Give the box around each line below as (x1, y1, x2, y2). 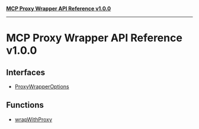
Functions (6, 100, 44, 110)
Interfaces (6, 67, 46, 78)
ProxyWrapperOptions (14, 83, 69, 90)
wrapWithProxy (14, 115, 52, 123)
